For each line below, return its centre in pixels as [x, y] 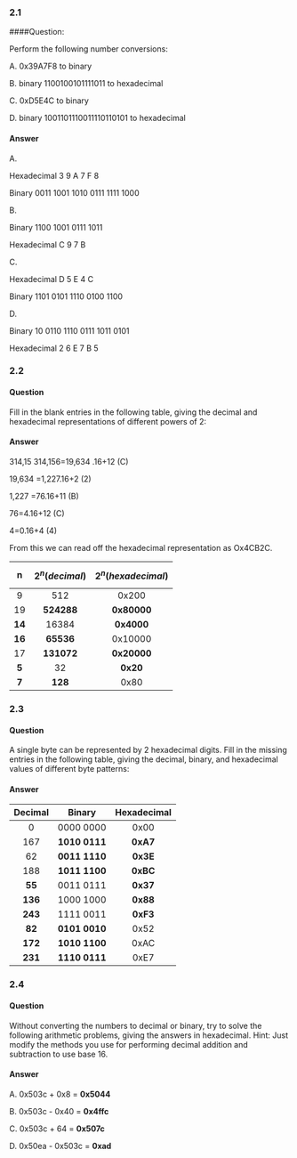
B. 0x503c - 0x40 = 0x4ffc [59, 1111]
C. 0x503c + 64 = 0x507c [57, 1129]
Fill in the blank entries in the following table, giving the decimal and [133, 412]
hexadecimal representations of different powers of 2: [108, 421]
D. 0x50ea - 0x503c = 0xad [60, 1146]
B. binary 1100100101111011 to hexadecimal [86, 84]
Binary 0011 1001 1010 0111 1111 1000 [74, 192]
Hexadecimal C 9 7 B [48, 244]
